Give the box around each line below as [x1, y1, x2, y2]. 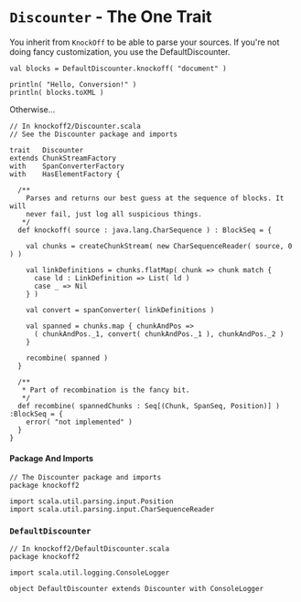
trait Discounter [9, 145, 84, 154]
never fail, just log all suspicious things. [26, 209, 203, 218]
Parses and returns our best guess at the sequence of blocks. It [26, 194, 285, 203]
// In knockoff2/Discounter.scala [9, 121, 142, 131]
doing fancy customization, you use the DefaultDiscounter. [9, 46, 231, 57]
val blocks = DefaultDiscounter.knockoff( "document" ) [9, 64, 227, 73]
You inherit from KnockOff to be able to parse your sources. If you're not [9, 37, 280, 48]
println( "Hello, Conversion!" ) [9, 79, 137, 89]
